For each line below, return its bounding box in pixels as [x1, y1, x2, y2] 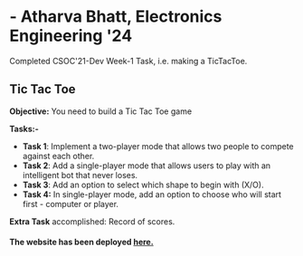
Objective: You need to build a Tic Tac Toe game [9, 106, 193, 117]
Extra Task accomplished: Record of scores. [9, 215, 175, 227]
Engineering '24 [9, 25, 133, 46]
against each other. [22, 150, 95, 161]
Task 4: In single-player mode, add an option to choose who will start [22, 188, 282, 200]
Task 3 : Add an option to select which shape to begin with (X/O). [22, 179, 264, 190]
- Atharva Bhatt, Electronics [9, 6, 223, 27]
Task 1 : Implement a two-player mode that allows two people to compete [22, 140, 294, 151]
